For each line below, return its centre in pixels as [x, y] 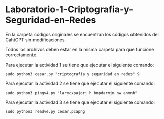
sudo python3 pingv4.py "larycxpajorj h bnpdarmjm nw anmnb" [71, 93]
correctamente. [21, 55]
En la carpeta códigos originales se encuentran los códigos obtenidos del [82, 34]
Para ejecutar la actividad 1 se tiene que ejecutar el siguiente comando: [80, 65]
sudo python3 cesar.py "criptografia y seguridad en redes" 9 [72, 74]
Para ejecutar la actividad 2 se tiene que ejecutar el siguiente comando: [80, 83]
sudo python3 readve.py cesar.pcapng [45, 111]
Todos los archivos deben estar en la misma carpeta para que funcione [80, 49]
